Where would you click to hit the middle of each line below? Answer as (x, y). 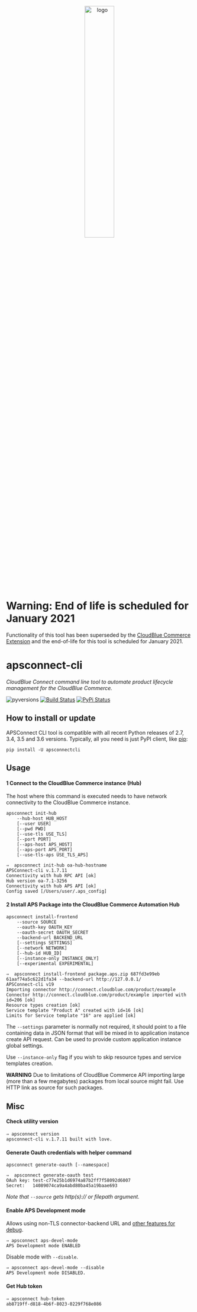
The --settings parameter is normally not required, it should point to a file (96, 1027)
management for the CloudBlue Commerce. (59, 688)
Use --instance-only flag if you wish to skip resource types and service (94, 1057)
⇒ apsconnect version (33, 1134)
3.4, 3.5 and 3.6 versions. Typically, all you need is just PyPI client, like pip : (97, 739)
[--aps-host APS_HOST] (45, 845)
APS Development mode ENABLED (43, 1246)
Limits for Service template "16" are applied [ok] (71, 1016)
